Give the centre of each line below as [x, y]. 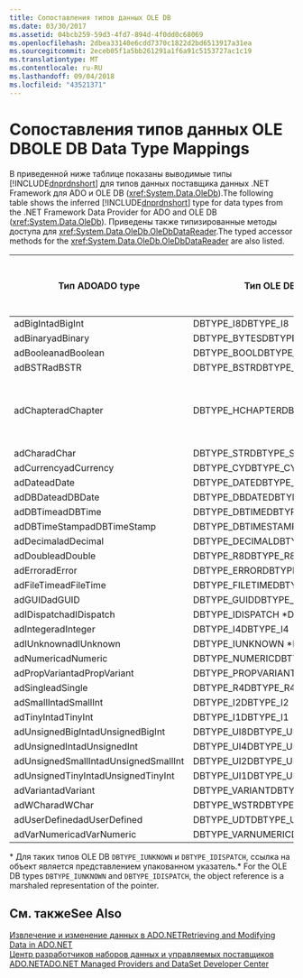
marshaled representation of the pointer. [84, 885]
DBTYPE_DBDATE [230, 497]
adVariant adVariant [55, 790]
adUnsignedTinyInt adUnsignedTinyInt [94, 775]
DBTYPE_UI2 [220, 761]
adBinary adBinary [52, 337]
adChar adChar [45, 453]
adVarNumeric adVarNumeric [75, 834]
